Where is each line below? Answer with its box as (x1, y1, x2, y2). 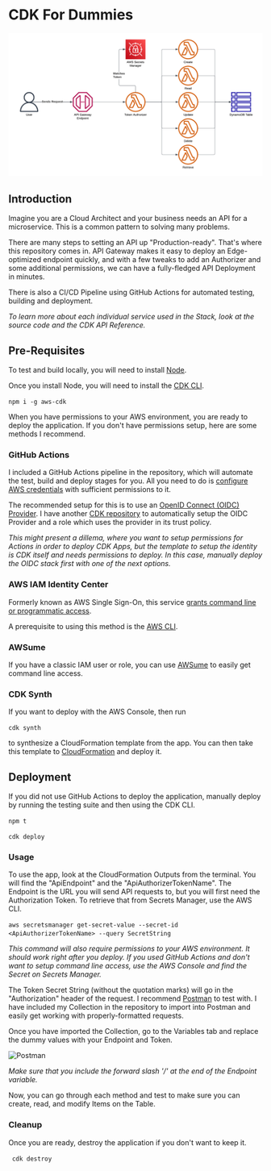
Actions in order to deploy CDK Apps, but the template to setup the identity (8, 542, 258, 552)
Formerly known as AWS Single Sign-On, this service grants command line (8, 597, 256, 606)
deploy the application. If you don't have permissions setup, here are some (8, 421, 257, 431)
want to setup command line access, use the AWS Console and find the (8, 961, 248, 971)
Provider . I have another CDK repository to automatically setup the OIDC (8, 509, 248, 519)
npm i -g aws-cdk (8, 398, 67, 406)
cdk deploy (8, 833, 45, 841)
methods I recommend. (8, 429, 86, 439)
